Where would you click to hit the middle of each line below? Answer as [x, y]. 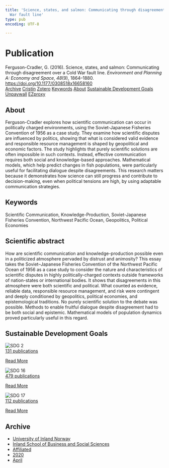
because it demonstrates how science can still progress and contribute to [81, 176]
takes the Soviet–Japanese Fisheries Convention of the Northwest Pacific [81, 264]
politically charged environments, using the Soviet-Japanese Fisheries [78, 127]
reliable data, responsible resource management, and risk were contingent [82, 291]
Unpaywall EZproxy [25, 94]
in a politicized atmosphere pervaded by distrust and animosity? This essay [83, 258]
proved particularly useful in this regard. [47, 318]
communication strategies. [33, 187]
